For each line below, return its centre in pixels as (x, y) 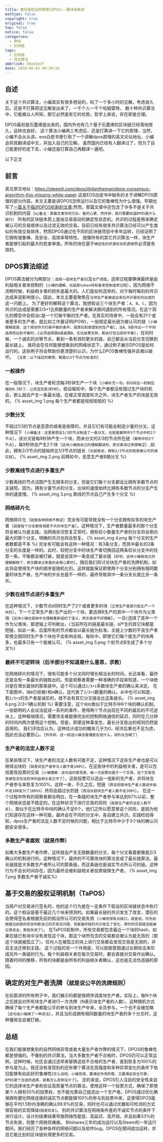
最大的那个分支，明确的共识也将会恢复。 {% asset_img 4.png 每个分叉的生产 (81, 538)
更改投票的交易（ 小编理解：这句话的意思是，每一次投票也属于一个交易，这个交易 (80, 772)
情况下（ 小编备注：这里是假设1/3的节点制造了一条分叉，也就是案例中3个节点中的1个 (83, 432)
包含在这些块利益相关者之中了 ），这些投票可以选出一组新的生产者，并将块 (81, 778)
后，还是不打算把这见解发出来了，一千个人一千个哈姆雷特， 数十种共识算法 (80, 108)
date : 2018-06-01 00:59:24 (32, 69)
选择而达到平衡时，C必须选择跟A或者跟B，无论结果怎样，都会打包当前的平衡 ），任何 (77, 333)
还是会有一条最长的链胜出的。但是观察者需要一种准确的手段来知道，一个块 (79, 680)
